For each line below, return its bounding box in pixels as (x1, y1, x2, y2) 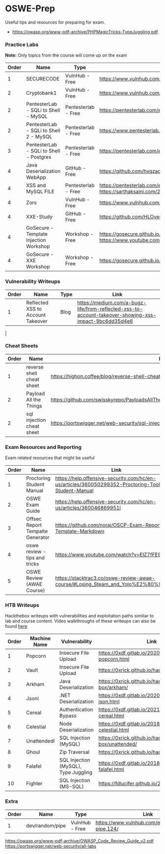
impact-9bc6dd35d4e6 (77, 317, 134, 324)
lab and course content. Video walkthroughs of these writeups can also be (5, 618, 156, 624)
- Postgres (26, 154, 52, 161)
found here (5, 623, 27, 629)
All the (26, 396, 41, 403)
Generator (26, 534, 50, 541)
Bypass (59, 713, 77, 719)
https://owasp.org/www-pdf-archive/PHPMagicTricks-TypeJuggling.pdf (12, 29, 158, 34)
